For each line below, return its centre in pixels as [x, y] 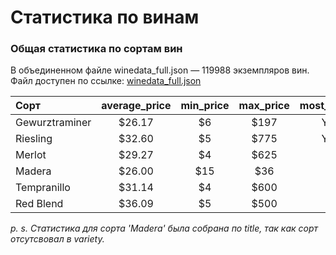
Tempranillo [43, 188]
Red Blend [39, 204]
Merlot [31, 155]
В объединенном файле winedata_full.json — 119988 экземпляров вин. [160, 70]
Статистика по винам [105, 17]
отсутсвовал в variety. [57, 239]
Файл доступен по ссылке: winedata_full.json [106, 81]
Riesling [34, 139]
